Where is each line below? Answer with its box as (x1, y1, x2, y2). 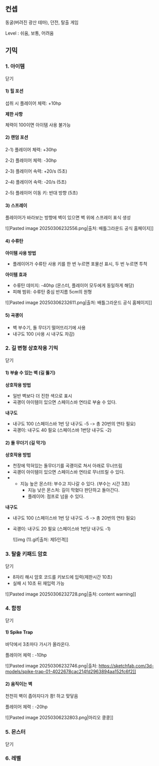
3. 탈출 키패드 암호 (5, 550, 48, 557)
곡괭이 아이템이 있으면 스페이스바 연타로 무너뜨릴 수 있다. (12, 469, 125, 475)
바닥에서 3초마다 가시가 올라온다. (5, 641, 70, 647)
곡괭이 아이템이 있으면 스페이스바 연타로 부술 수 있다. (12, 399, 117, 405)
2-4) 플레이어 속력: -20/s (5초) (5, 179, 67, 185)
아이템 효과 (5, 272, 27, 278)
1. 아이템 (5, 63, 25, 70)
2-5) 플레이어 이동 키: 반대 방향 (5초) (5, 189, 78, 195)
